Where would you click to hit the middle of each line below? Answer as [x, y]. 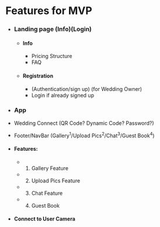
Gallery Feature [50, 168]
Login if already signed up [63, 95]
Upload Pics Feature [56, 181]
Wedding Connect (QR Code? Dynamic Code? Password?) [84, 123]
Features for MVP [49, 11]
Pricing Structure [52, 56]
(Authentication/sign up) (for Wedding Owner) [87, 89]
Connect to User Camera [44, 219]
